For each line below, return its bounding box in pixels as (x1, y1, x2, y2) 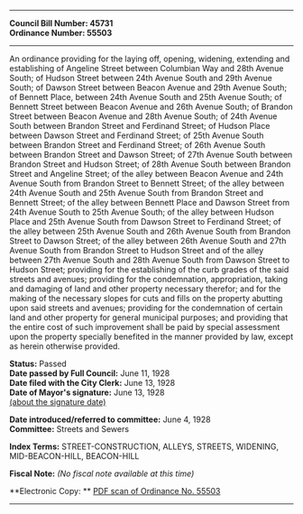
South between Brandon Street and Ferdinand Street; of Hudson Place (9, 121, 271, 131)
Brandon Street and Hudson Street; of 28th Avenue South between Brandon (9, 159, 291, 170)
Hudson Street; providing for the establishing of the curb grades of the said (9, 264, 289, 275)
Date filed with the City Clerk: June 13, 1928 (9, 378, 176, 388)
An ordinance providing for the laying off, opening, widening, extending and (9, 53, 290, 64)
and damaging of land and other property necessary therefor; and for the (9, 283, 281, 294)
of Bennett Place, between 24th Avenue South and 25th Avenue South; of (9, 92, 282, 102)
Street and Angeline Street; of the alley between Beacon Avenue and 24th (9, 169, 284, 179)
